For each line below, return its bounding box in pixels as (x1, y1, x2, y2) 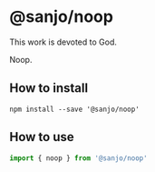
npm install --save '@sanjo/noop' (9, 105, 140, 114)
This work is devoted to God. (9, 36, 118, 47)
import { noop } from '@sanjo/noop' (9, 153, 148, 163)
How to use (9, 129, 74, 145)
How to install (9, 80, 89, 96)
